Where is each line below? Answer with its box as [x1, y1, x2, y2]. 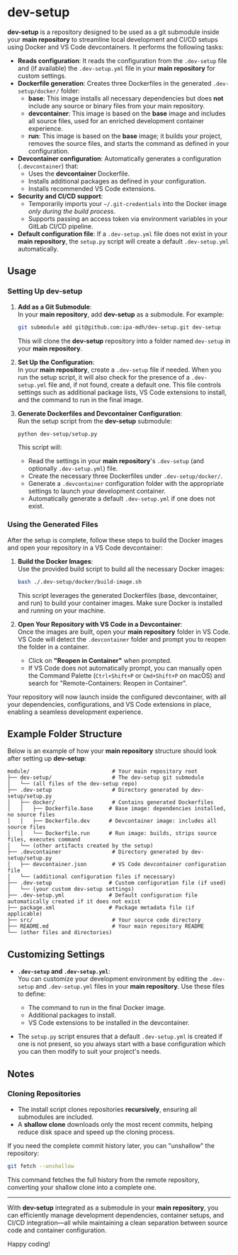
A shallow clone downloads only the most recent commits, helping [17, 1120, 213, 1128]
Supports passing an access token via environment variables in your [28, 214, 228, 223]
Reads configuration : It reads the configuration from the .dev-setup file [17, 56, 227, 64]
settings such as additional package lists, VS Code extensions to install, [17, 387, 227, 397]
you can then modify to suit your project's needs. [17, 1047, 161, 1056]
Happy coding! [7, 1239, 51, 1248]
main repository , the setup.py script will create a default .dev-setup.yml [17, 237, 229, 245]
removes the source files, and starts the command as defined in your [28, 139, 229, 147]
